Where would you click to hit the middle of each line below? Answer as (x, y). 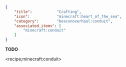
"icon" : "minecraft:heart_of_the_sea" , (68, 16)
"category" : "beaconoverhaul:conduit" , (63, 21)
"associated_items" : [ (38, 26)
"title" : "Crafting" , (48, 12)
